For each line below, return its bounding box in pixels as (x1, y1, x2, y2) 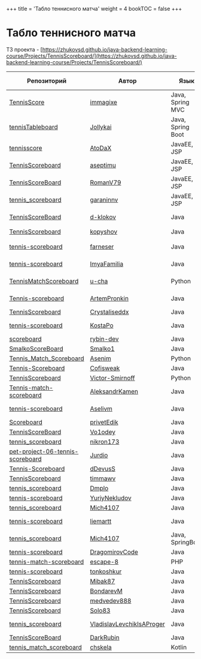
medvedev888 (90, 597, 132, 605)
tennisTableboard (9, 122, 58, 131)
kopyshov (90, 227, 118, 236)
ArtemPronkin (90, 294, 129, 302)
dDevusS (90, 465, 115, 473)
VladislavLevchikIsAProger (90, 619, 166, 628)
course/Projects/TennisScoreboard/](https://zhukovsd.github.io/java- (6, 52, 178, 59)
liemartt (90, 517, 112, 525)
